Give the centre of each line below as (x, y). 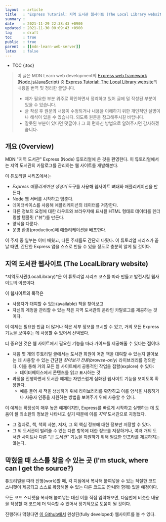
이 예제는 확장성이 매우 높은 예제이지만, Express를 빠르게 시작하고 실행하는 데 (80, 408)
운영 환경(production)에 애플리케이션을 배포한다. (59, 230)
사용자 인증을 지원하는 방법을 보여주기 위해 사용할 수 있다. (80, 397)
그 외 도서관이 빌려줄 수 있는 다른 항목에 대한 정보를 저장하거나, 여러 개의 (82, 431)
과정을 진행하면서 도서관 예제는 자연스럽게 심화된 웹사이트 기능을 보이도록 (83, 379)
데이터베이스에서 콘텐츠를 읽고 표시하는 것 (60, 372)
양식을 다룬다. (26, 224)
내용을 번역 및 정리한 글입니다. (46, 88)
